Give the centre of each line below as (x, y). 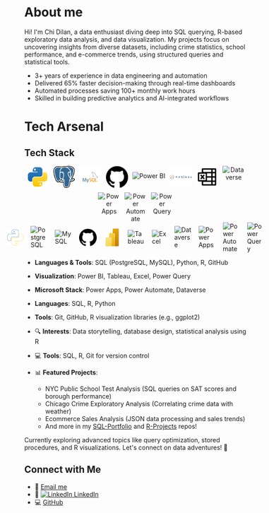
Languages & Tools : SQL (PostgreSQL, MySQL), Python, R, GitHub (131, 262)
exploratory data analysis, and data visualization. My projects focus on (127, 39)
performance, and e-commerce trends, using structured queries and (124, 54)
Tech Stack (49, 153)
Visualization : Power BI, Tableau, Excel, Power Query (113, 276)
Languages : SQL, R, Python (75, 303)
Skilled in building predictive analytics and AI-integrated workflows (132, 98)
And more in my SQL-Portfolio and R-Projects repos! (121, 426)
